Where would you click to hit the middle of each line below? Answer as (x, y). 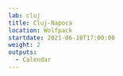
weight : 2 (25, 45)
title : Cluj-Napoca (40, 23)
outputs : (23, 52)
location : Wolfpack (40, 30)
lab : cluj (25, 15)
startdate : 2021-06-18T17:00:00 (61, 38)
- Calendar (33, 60)
